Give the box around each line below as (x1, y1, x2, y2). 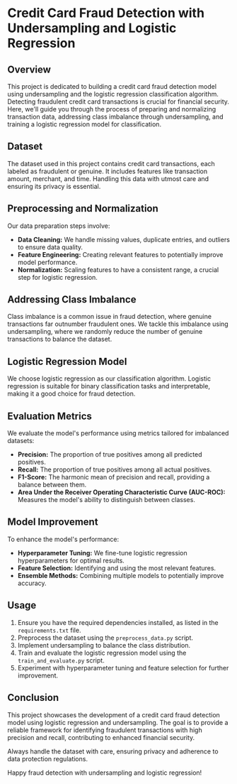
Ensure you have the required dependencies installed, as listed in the (17, 618, 219, 626)
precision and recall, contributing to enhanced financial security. (7, 733, 195, 741)
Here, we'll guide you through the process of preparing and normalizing (7, 105, 216, 113)
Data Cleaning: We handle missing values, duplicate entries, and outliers (17, 235, 230, 244)
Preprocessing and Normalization (7, 202, 159, 214)
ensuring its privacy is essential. (7, 182, 101, 190)
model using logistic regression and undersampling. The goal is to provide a (7, 718, 229, 726)
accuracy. (17, 579, 47, 587)
